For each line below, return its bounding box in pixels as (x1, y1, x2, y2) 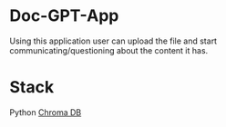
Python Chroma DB (9, 106, 82, 118)
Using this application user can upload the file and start (9, 35, 217, 46)
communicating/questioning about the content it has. (9, 44, 209, 55)
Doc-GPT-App (9, 5, 119, 26)
